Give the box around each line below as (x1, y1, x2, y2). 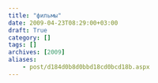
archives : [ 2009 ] (8, 48, 66, 56)
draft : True (8, 26, 47, 34)
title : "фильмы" (8, 11, 62, 20)
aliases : (8, 56, 37, 64)
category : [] (8, 33, 51, 42)
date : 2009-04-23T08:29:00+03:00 (8, 19, 118, 27)
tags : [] (8, 41, 37, 49)
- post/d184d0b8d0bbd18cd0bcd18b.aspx (22, 63, 150, 71)
